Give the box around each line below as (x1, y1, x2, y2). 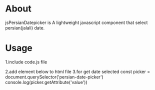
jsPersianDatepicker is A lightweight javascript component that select (5, 19, 148, 25)
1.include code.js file (5, 58, 47, 65)
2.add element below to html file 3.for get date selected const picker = (5, 68, 150, 74)
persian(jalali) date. (5, 24, 45, 30)
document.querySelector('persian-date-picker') (5, 73, 103, 80)
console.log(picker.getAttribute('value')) (5, 79, 87, 85)
